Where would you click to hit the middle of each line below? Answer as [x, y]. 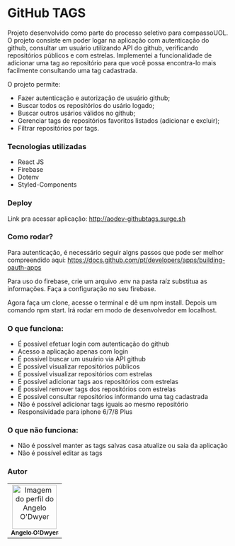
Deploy [20, 203]
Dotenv [28, 177]
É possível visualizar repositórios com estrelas [85, 374]
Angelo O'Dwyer [35, 533]
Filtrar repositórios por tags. [58, 128]
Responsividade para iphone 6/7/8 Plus [75, 412]
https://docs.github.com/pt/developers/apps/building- [146, 260]
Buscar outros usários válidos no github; [76, 113]
